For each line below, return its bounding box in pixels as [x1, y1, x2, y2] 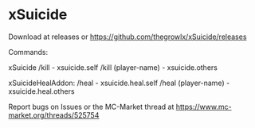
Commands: [8, 47, 49, 56]
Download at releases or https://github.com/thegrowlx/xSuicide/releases [8, 32, 247, 41]
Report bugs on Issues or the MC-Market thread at [8, 102, 175, 111]
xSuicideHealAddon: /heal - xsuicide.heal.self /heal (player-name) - [8, 78, 230, 87]
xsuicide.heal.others [8, 86, 75, 96]
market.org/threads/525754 [8, 110, 100, 120]
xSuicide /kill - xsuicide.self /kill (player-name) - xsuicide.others [8, 62, 218, 72]
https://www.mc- [175, 102, 233, 111]
